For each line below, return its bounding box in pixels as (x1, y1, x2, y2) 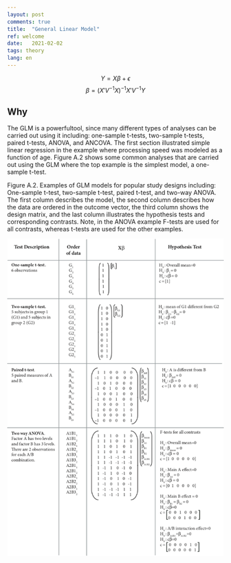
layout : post (7, 11, 45, 18)
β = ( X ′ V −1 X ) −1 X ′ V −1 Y (85, 84, 146, 94)
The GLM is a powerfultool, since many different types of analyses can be (7, 124, 217, 133)
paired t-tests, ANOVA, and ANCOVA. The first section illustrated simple (7, 139, 210, 147)
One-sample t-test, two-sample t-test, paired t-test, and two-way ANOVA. (7, 189, 217, 197)
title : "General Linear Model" (7, 25, 100, 32)
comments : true (7, 18, 51, 25)
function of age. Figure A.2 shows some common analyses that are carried (7, 153, 219, 161)
